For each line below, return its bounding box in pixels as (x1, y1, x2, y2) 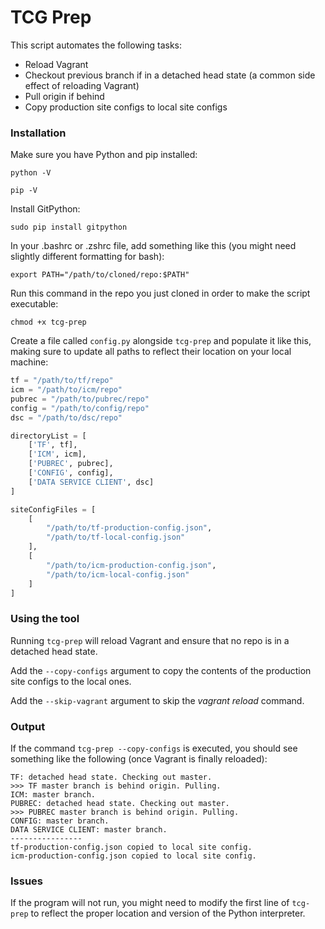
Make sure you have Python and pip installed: (10, 149, 198, 161)
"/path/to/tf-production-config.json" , (46, 523, 213, 533)
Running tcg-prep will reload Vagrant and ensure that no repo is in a (10, 634, 290, 646)
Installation (10, 126, 67, 140)
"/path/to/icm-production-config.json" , (46, 560, 217, 570)
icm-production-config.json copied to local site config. (10, 851, 257, 861)
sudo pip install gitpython (10, 222, 128, 233)
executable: (10, 298, 59, 310)
